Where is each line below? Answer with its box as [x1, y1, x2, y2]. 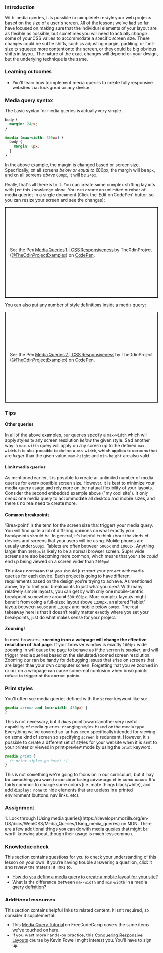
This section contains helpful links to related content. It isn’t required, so [5, 907, 149, 913]
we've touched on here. [12, 927, 60, 933]
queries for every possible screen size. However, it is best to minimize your [5, 480, 155, 486]
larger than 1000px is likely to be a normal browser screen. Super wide [5, 548, 145, 554]
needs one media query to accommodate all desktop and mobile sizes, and [5, 495, 155, 502]
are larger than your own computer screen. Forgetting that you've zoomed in [5, 662, 158, 668]
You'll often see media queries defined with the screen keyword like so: [5, 695, 147, 701]
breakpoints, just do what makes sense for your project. [5, 614, 116, 621]
